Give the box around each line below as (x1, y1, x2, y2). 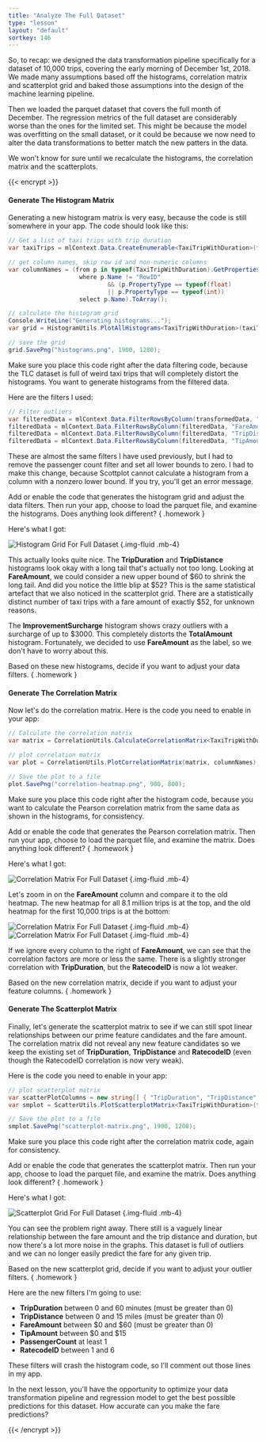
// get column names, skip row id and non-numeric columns (8, 258, 207, 266)
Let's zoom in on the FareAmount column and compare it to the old (8, 889, 228, 899)
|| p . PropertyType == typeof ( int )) (107, 288, 225, 296)
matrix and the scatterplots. (8, 162, 98, 171)
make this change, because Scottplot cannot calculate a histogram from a (8, 468, 249, 478)
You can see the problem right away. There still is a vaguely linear (8, 1223, 223, 1233)
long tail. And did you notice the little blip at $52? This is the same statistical (8, 580, 256, 590)
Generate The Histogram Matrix (8, 195, 115, 204)
